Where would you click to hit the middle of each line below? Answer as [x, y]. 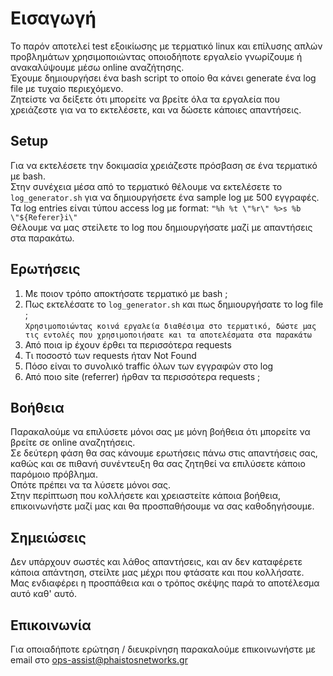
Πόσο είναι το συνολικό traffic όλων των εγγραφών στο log [149, 366]
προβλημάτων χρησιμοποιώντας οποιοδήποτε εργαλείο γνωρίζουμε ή [156, 56]
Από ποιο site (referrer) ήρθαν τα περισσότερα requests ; [142, 376]
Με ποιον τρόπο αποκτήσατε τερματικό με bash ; [126, 293]
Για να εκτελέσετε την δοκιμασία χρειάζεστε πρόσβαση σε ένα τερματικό [164, 165]
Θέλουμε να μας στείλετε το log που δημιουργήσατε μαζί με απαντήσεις [161, 227]
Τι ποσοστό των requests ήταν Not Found [110, 355]
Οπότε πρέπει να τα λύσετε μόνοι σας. [91, 485]
